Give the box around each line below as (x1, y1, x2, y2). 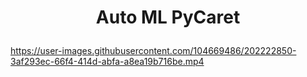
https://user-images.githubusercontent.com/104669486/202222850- (10, 45, 297, 57)
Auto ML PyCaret (95, 6, 241, 29)
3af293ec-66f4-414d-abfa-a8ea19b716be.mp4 (10, 56, 205, 68)
